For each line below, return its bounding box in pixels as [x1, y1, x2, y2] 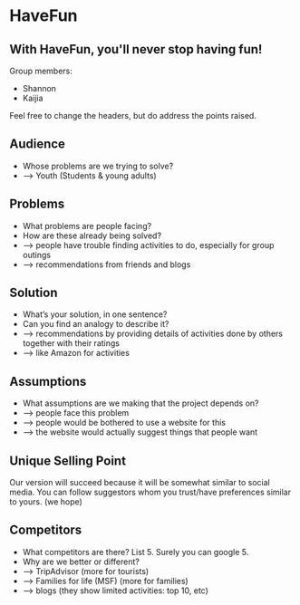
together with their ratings [22, 338, 121, 349]
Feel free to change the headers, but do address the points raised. [9, 110, 256, 120]
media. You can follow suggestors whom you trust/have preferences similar [9, 486, 292, 498]
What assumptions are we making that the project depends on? [22, 398, 259, 408]
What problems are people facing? [22, 220, 152, 231]
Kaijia [22, 92, 44, 103]
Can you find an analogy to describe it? [22, 319, 169, 330]
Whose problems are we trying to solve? [22, 160, 174, 171]
